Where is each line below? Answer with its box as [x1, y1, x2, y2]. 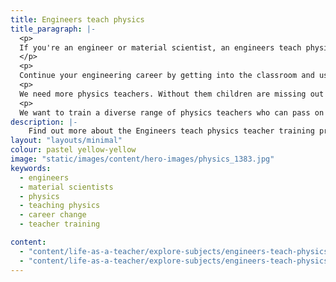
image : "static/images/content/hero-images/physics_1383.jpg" [10, 154, 275, 164]
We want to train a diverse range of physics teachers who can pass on [19, 107, 325, 118]
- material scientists [19, 182, 114, 192]
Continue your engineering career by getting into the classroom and [19, 71, 315, 81]
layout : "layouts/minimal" [10, 136, 123, 146]
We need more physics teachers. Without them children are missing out [19, 89, 325, 99]
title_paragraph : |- [10, 24, 97, 34]
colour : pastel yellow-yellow [10, 145, 137, 155]
